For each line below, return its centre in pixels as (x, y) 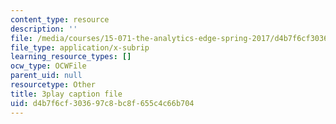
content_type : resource (60, 19)
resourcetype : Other (53, 85)
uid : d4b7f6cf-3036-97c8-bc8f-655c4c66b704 (102, 103)
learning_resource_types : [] (71, 57)
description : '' (44, 29)
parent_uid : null (46, 76)
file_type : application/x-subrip (80, 47)
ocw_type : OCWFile (48, 66)
